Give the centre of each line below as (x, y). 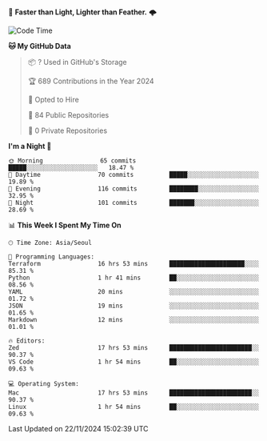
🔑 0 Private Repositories (68, 130)
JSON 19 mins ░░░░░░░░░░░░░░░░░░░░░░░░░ (134, 306)
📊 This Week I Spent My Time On (65, 225)
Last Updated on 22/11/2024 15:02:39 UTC (79, 429)
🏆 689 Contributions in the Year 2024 (91, 81)
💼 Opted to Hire (54, 100)
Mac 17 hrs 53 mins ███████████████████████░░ (134, 393)
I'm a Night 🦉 (30, 146)
